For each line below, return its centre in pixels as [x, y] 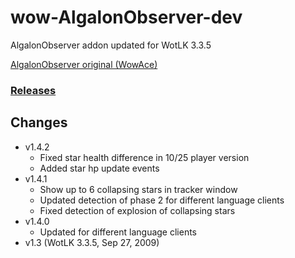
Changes [39, 122]
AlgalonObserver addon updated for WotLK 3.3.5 [111, 45]
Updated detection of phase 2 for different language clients [162, 200]
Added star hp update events [99, 168]
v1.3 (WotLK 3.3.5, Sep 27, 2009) [92, 242]
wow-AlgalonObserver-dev [126, 17]
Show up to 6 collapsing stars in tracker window [138, 189]
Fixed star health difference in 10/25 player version [144, 157]
